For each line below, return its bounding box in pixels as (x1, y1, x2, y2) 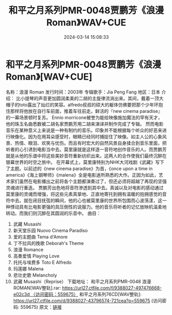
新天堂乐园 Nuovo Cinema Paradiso (13, 227, 88, 233)
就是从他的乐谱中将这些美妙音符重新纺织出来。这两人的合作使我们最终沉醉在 (6, 153, 167, 159)
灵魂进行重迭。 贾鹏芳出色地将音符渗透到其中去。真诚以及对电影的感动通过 (6, 184, 164, 190)
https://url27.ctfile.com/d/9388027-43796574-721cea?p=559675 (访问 (13, 297, 162, 304)
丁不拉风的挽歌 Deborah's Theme (13, 240, 84, 246)
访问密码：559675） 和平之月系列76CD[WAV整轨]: (35, 291, 142, 297)
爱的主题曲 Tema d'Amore (13, 233, 68, 240)
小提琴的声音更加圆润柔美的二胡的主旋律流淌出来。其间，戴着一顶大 (20, 95, 164, 101)
